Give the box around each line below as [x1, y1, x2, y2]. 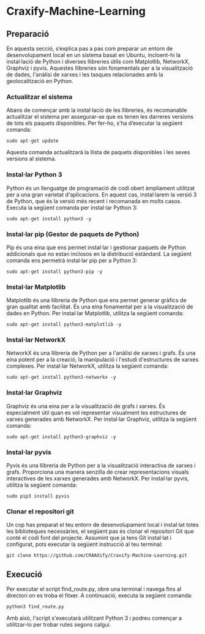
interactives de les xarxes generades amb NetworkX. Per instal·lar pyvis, [6, 475, 190, 482]
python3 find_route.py [6, 604, 64, 610]
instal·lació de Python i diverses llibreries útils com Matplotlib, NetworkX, [6, 58, 190, 65]
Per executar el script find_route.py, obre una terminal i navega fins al [6, 586, 182, 593]
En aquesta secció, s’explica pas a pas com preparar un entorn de [6, 45, 173, 52]
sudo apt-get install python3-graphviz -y [6, 433, 116, 440]
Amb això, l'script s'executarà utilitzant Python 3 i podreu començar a [6, 614, 182, 622]
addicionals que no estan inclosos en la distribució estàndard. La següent [6, 250, 192, 258]
